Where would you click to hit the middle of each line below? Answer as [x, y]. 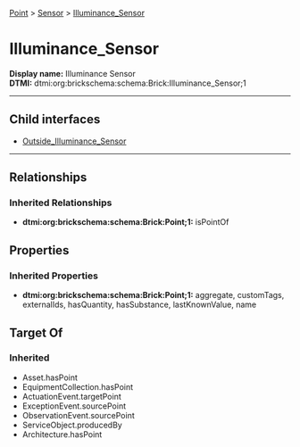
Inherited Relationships [61, 203]
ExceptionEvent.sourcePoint [74, 406]
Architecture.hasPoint [62, 434]
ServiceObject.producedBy [72, 425]
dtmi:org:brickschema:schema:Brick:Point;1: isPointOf [125, 222]
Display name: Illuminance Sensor [73, 73]
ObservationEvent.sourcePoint [79, 415]
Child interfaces [55, 120]
